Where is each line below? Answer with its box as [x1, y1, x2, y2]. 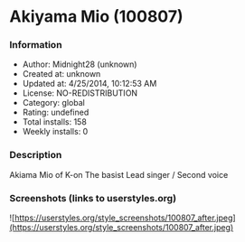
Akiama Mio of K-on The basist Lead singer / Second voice [9, 169, 229, 180]
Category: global [22, 98, 86, 108]
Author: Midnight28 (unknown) [22, 59, 137, 70]
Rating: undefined [22, 107, 90, 118]
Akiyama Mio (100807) [9, 6, 184, 27]
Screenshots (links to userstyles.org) [9, 191, 177, 204]
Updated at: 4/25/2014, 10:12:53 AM [22, 79, 157, 89]
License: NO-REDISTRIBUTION [22, 88, 138, 98]
